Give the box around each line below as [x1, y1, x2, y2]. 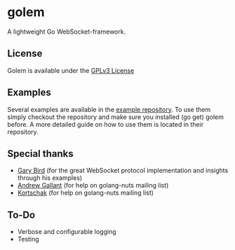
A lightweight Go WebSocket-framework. [7, 27, 126, 36]
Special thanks [7, 148, 74, 160]
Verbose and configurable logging [17, 228, 116, 236]
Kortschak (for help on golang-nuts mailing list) [17, 188, 154, 197]
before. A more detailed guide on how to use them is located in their [7, 120, 204, 128]
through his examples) [17, 174, 83, 182]
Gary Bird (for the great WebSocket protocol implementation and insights [17, 166, 229, 175]
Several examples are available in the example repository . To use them [7, 105, 211, 113]
